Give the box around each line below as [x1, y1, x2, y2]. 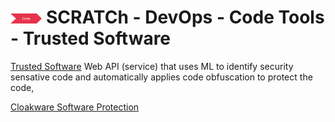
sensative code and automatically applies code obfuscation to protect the [10, 71, 313, 83]
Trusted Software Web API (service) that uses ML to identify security [10, 60, 294, 72]
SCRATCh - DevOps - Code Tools [46, 6, 325, 29]
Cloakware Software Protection [10, 101, 140, 113]
